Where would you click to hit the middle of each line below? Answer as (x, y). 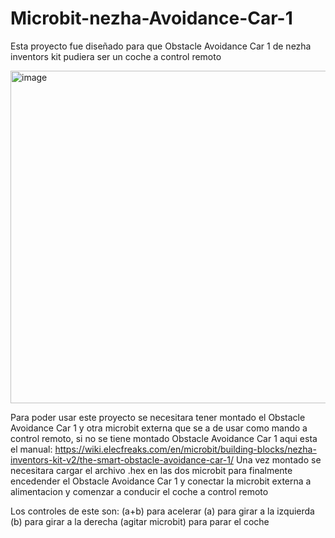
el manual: (31, 449)
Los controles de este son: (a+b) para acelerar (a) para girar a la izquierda (162, 511)
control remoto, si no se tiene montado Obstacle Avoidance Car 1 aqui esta (164, 438)
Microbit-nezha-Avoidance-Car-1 (151, 18)
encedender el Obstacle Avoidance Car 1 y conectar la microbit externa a (161, 481)
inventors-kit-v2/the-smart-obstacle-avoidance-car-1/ (122, 459)
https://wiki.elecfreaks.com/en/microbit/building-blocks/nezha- (185, 449)
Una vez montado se (278, 459)
